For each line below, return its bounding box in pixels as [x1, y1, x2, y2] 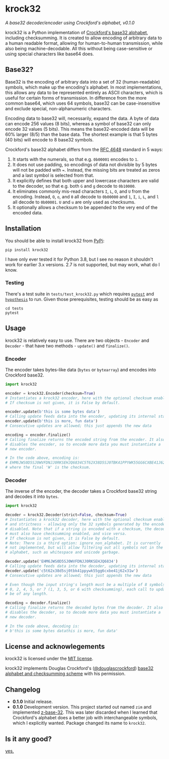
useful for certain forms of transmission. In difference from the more [5, 95, 147, 101]
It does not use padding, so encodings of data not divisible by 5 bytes [12, 162, 157, 168]
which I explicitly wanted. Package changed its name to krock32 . [12, 720, 146, 726]
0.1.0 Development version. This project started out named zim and [12, 704, 152, 710]
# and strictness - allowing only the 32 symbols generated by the [5, 522, 150, 527]
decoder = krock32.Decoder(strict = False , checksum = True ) [5, 512, 127, 517]
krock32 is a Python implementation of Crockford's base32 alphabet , [5, 29, 148, 35]
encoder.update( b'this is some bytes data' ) [5, 409, 100, 414]
